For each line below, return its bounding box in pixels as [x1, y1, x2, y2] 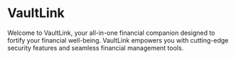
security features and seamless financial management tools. [7, 43, 184, 52]
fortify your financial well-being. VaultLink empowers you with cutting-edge [7, 36, 229, 44]
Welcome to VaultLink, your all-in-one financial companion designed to [7, 28, 215, 37]
